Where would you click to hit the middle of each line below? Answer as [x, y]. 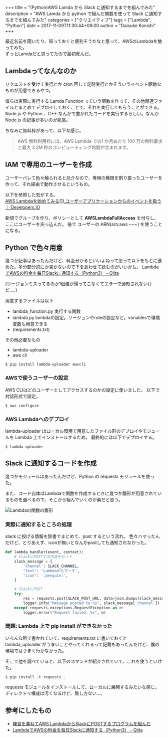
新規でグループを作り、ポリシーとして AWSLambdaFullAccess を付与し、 [82, 218]
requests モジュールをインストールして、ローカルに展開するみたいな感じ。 [82, 687]
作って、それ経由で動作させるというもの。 [49, 184]
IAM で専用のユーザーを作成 [48, 165]
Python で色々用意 [34, 248]
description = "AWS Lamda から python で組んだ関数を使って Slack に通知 [81, 14]
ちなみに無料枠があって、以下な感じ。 [44, 130]
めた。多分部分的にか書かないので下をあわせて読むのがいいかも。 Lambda [82, 267]
